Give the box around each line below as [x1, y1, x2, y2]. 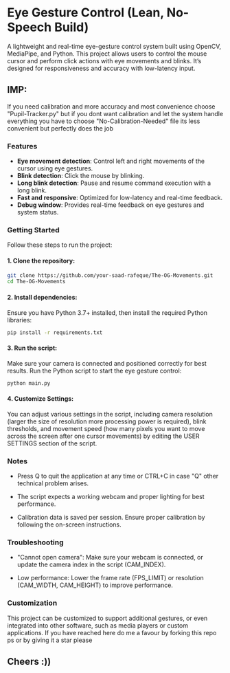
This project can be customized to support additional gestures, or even [7, 614, 208, 622]
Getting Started [7, 225, 60, 234]
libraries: [7, 316, 32, 324]
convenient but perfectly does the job [7, 124, 113, 132]
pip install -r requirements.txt [7, 329, 103, 336]
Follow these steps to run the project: [7, 241, 113, 249]
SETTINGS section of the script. [7, 439, 97, 448]
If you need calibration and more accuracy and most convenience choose [7, 102, 216, 111]
